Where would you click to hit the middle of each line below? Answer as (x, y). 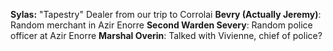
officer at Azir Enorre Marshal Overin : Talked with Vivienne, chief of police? (166, 35)
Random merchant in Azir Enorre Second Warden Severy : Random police (161, 25)
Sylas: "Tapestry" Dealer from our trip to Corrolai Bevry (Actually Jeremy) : (166, 14)
